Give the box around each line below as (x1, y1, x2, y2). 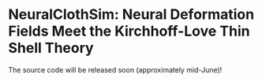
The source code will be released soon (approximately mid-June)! (8, 65, 223, 74)
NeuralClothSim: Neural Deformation (8, 6, 255, 24)
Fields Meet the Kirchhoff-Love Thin (8, 22, 250, 40)
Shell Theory (8, 39, 94, 57)
